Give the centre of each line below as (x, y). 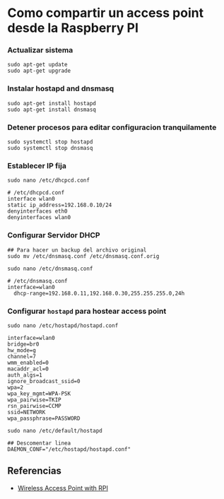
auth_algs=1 (25, 375)
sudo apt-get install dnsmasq (52, 110)
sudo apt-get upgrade (39, 71)
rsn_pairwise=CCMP (34, 406)
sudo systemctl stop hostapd (50, 142)
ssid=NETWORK (26, 412)
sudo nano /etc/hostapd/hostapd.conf (63, 325)
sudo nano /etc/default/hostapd (55, 430)
